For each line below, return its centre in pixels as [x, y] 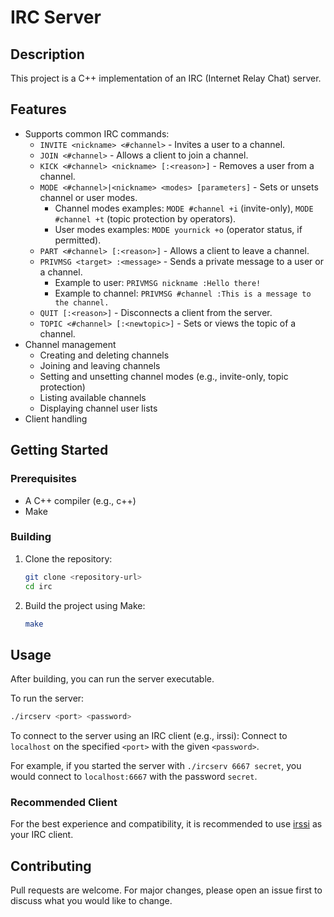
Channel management [70, 344]
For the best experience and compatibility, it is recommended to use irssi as [166, 824]
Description [47, 54]
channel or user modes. [88, 197]
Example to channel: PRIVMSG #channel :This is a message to [183, 293]
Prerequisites [43, 479]
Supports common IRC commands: [97, 133]
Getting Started [59, 450]
